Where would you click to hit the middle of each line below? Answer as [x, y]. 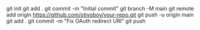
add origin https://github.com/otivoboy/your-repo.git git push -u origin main [100, 15]
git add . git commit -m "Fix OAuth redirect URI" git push [76, 21]
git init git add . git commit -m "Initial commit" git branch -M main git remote [100, 9]
